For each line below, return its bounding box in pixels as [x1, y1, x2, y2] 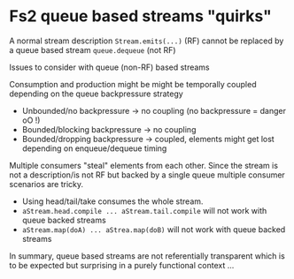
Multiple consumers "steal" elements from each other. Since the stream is [9, 160, 279, 170]
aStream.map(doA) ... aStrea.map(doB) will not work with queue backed [21, 223, 286, 235]
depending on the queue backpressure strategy [9, 88, 183, 99]
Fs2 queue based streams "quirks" [9, 6, 272, 26]
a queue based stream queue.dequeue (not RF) [9, 44, 176, 55]
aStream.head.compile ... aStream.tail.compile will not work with [21, 205, 267, 215]
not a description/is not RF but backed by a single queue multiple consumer [9, 170, 285, 180]
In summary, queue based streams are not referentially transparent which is [9, 250, 285, 261]
